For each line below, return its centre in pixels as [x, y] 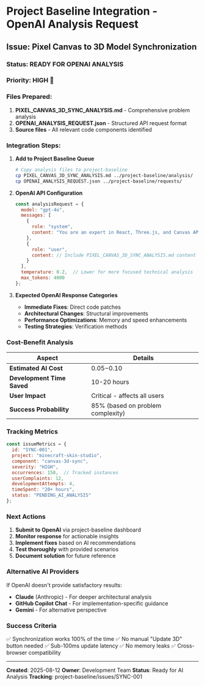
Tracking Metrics [32, 431]
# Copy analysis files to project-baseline [71, 170]
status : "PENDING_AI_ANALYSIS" [52, 496]
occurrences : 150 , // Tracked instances [65, 472]
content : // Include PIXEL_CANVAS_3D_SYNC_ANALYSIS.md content [114, 255]
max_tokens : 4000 [43, 278]
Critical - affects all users [128, 396]
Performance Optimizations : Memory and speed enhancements [106, 320]
